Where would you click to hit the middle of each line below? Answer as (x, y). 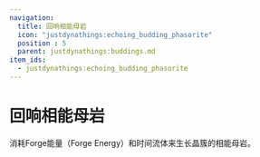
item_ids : (28, 60)
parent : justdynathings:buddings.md (87, 52)
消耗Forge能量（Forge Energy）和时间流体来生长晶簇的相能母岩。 (133, 142)
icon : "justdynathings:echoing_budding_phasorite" (115, 34)
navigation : (32, 18)
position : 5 (42, 43)
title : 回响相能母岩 (52, 26)
